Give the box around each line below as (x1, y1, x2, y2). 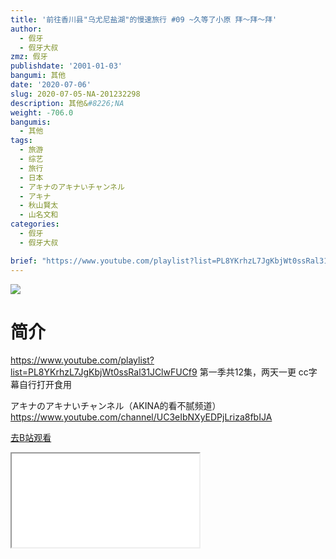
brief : (10, 256, 38, 266)
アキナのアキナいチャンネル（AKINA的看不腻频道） (10, 400, 222, 412)
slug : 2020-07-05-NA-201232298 (10, 89, 141, 99)
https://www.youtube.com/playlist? (10, 354, 155, 366)
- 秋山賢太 (19, 201, 59, 211)
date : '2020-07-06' (10, 80, 92, 90)
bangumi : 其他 (10, 71, 67, 81)
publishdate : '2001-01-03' (10, 61, 123, 71)
